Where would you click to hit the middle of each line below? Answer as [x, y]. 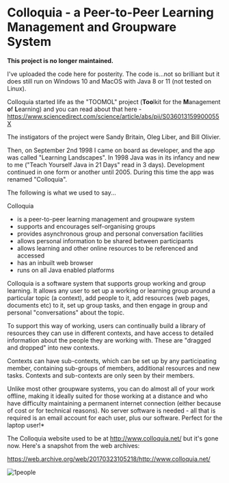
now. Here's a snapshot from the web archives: [73, 445]
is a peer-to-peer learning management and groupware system [106, 219]
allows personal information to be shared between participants [105, 240]
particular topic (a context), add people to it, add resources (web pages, [109, 298]
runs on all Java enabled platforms [66, 270]
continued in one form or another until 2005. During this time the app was [110, 172]
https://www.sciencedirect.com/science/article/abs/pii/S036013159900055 [113, 116]
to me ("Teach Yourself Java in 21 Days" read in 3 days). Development [106, 164]
